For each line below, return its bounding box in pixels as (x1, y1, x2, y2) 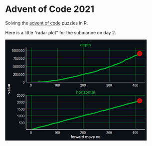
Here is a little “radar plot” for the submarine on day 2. (5, 29, 116, 35)
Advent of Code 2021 (5, 3, 95, 15)
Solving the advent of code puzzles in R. (5, 20, 88, 26)
